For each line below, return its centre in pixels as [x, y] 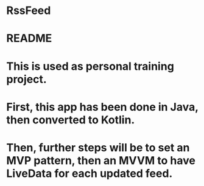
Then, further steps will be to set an [98, 147]
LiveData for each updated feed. [90, 173]
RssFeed [29, 11]
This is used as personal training [90, 66]
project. [26, 79]
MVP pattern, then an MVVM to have [101, 160]
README [29, 39]
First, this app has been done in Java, [103, 107]
